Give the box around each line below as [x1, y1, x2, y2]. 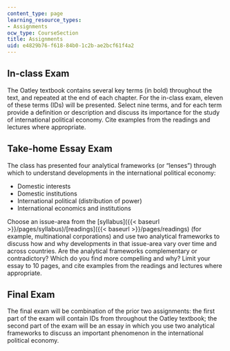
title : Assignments [7, 36, 64, 43]
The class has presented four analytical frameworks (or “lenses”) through [7, 161, 216, 169]
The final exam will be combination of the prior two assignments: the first [7, 307, 215, 315]
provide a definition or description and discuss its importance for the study [7, 108, 220, 116]
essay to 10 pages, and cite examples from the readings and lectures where [7, 261, 222, 269]
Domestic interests [17, 182, 71, 190]
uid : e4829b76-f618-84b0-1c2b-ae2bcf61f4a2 [7, 42, 135, 49]
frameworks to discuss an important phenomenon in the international [7, 329, 204, 337]
